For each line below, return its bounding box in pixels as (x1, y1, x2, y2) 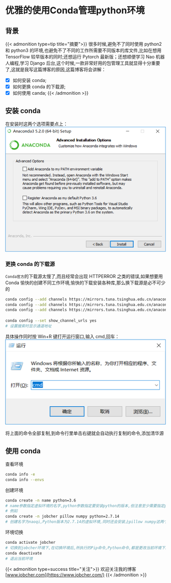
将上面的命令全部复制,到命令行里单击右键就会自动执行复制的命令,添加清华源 (5, 430, 164, 436)
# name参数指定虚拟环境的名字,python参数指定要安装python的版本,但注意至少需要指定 (5, 503, 164, 508)
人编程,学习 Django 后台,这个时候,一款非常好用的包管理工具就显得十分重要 (5, 60, 160, 66)
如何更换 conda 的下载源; (12, 84, 66, 90)
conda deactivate (5, 550, 42, 556)
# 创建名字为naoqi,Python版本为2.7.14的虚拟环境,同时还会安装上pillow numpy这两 (5, 519, 164, 524)
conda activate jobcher (5, 540, 56, 545)
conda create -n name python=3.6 (5, 497, 76, 503)
